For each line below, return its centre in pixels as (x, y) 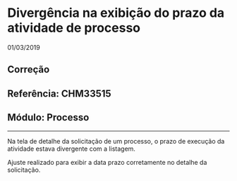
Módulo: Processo (48, 118)
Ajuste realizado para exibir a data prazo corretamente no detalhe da (107, 162)
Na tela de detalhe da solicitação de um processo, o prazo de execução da (116, 141)
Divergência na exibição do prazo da (116, 13)
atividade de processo (74, 28)
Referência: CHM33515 (59, 93)
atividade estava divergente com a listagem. (72, 149)
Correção (29, 69)
